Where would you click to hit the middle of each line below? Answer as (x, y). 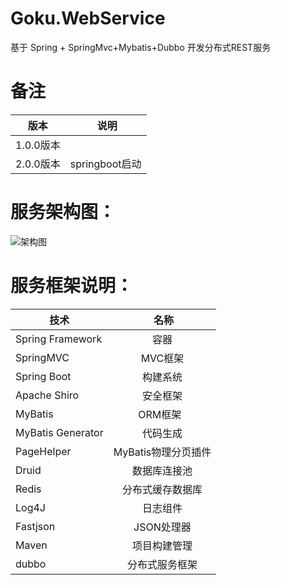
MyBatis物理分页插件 (162, 452)
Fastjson (35, 526)
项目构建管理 (162, 545)
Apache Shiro (47, 395)
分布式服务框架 (162, 564)
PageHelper (43, 451)
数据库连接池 (162, 470)
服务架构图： (63, 212)
